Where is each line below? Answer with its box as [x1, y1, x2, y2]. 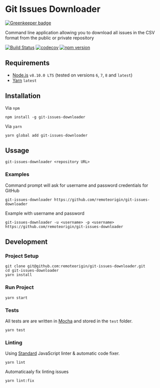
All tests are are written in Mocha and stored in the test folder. [5, 318, 133, 324]
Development [5, 237, 48, 246]
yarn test [5, 327, 26, 332]
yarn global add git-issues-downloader [5, 133, 88, 138]
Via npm [5, 105, 20, 111]
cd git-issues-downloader [5, 268, 59, 273]
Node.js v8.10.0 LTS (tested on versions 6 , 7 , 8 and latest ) [12, 72, 133, 78]
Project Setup [5, 252, 39, 259]
